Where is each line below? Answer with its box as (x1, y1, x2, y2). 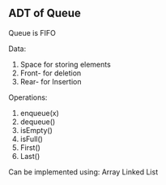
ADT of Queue (8, 6, 81, 20)
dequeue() (19, 117, 56, 127)
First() (19, 142, 40, 153)
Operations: (8, 92, 48, 102)
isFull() (19, 134, 43, 144)
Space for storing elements (19, 59, 111, 69)
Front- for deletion (19, 68, 82, 78)
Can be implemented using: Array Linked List (8, 166, 159, 177)
